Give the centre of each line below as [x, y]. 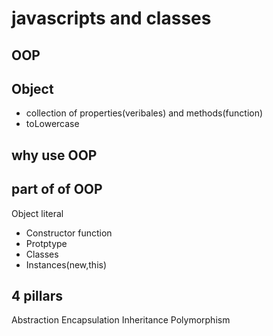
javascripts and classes [111, 18]
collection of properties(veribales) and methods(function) [144, 113]
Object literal [37, 213]
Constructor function [69, 233]
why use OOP [54, 155]
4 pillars [37, 295]
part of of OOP [57, 189]
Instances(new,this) [66, 264]
